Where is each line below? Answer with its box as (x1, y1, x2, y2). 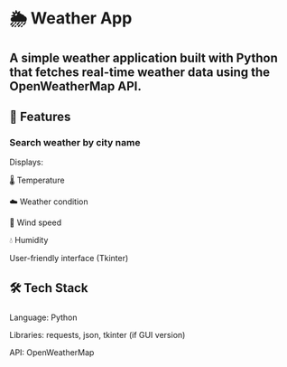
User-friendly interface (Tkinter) (9, 253, 129, 264)
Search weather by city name (9, 136, 141, 148)
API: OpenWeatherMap (9, 346, 95, 358)
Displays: (9, 156, 43, 168)
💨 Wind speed (9, 217, 61, 228)
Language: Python (9, 312, 79, 323)
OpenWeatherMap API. (9, 79, 142, 94)
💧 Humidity (9, 235, 49, 246)
